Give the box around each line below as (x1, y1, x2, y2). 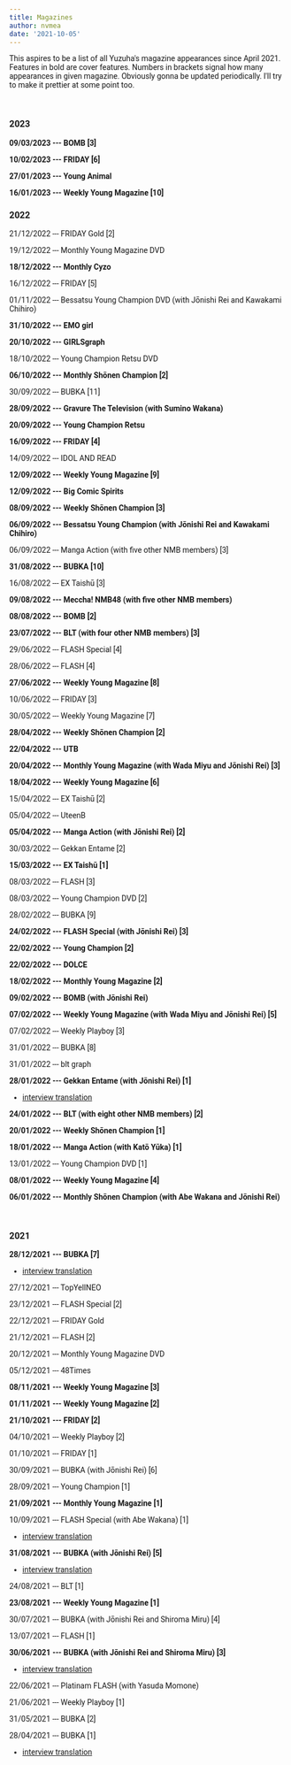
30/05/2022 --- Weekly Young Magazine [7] (9, 710, 156, 721)
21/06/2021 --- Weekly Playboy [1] (9, 1698, 126, 1707)
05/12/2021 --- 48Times (9, 1366, 91, 1376)
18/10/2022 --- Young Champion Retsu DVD (9, 353, 159, 364)
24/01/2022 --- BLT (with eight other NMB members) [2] (9, 1109, 203, 1119)
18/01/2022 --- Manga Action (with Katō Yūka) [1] (9, 1142, 182, 1152)
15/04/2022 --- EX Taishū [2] (9, 794, 106, 803)
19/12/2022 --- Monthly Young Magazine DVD (9, 245, 165, 255)
